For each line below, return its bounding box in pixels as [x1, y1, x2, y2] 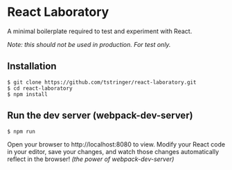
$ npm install [7, 91, 48, 97]
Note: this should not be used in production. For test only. [7, 40, 171, 48]
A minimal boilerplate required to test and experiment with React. [7, 27, 193, 35]
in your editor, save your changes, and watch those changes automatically [7, 147, 220, 155]
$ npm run [7, 128, 36, 135]
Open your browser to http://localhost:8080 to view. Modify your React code [7, 140, 226, 149]
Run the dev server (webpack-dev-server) [7, 110, 193, 122]
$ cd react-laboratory [7, 84, 73, 92]
